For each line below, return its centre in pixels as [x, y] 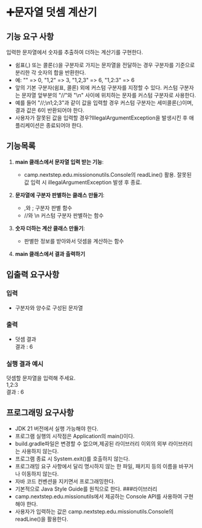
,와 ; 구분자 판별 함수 [48, 208]
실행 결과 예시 [25, 364]
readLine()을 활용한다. [41, 519]
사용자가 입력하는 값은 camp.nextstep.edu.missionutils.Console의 [94, 511]
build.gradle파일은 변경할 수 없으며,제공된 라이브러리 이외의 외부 [91, 444]
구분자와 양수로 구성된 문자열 [49, 308]
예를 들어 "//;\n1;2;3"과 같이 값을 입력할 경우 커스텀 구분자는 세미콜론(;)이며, [104, 103]
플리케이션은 [30, 125]
